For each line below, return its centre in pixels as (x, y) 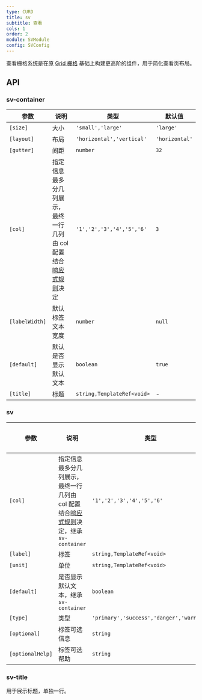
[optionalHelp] (31, 654)
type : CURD (20, 12)
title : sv (19, 17)
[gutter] (22, 150)
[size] (19, 127)
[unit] (19, 565)
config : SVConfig (28, 46)
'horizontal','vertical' (112, 139)
